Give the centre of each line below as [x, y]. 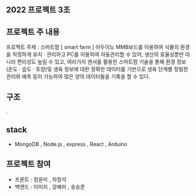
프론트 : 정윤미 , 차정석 [40, 179]
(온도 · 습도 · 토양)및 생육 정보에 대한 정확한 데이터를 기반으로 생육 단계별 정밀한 [97, 69]
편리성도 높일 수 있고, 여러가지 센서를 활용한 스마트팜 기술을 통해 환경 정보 [102, 62]
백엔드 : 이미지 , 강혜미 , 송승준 [50, 187]
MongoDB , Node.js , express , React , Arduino [71, 144]
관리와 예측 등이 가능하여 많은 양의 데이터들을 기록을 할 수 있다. [78, 77]
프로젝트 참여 [29, 164]
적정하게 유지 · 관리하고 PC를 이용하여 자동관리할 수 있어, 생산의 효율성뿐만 [98, 55]
